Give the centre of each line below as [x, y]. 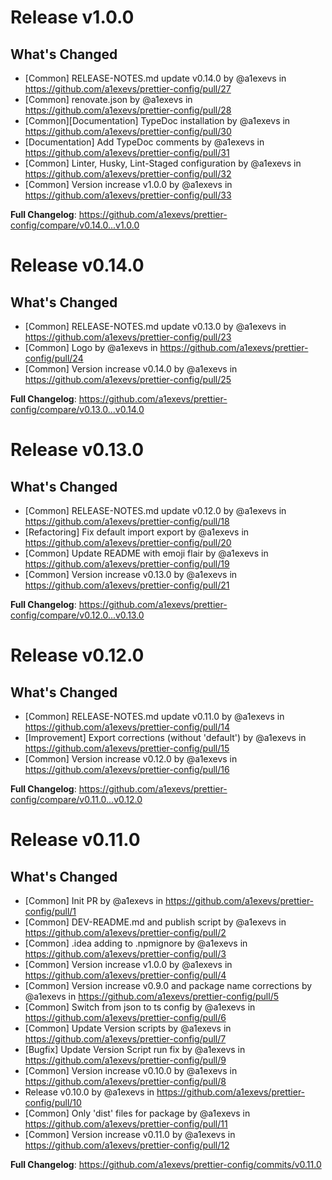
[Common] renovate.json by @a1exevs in [108, 99]
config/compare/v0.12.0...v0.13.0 [77, 615]
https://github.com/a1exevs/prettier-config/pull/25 [128, 379]
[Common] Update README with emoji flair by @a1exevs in [146, 553]
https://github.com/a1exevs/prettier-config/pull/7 [125, 1039]
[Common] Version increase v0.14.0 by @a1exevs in [131, 369]
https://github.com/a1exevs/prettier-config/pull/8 [125, 1081]
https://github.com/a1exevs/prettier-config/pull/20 [128, 542]
